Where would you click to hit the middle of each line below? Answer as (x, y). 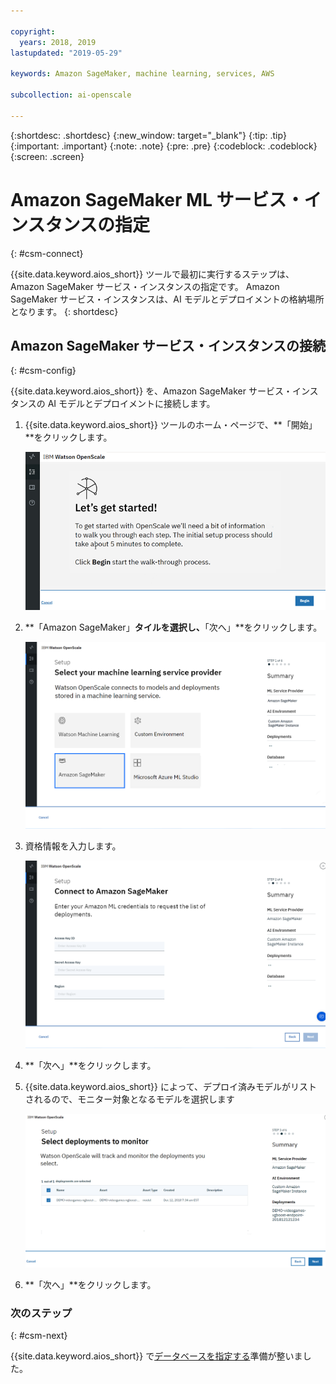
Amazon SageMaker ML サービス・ (157, 199)
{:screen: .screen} (47, 156)
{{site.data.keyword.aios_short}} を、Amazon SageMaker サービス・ (151, 391)
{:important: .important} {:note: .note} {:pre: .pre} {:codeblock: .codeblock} (164, 146)
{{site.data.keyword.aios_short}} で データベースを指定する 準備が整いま (156, 1356)
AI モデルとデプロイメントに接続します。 (131, 404)
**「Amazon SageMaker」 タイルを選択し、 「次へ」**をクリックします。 (173, 627)
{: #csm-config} (43, 371)
